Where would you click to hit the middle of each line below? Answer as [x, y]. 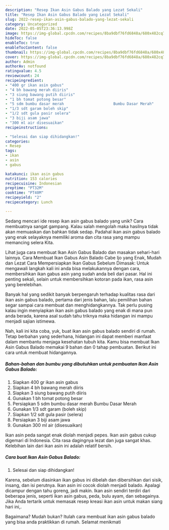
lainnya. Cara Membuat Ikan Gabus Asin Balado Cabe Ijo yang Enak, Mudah [83, 257]
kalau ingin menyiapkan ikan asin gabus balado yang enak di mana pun [79, 310]
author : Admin [20, 62]
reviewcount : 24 [22, 76]
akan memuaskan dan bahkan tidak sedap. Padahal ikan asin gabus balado [83, 232]
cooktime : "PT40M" [24, 193]
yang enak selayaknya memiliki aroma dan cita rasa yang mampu [72, 237]
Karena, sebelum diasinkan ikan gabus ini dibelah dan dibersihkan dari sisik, [84, 480]
